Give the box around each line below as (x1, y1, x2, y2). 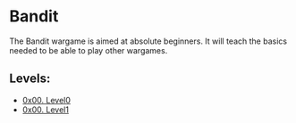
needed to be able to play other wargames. (9, 45, 168, 55)
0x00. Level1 (21, 104, 70, 115)
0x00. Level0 (21, 94, 72, 105)
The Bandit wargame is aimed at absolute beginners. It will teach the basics (9, 36, 288, 46)
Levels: (9, 71, 51, 86)
